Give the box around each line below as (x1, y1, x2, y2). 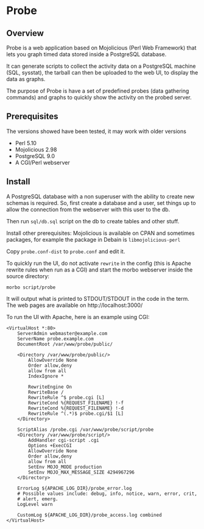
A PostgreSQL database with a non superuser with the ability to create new (6, 193, 195, 200)
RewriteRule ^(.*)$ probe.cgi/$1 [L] (28, 410, 124, 417)
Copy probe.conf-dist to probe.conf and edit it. (6, 248, 125, 255)
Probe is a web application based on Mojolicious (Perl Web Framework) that (6, 44, 197, 51)
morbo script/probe (6, 284, 56, 290)
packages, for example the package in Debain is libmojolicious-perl (6, 236, 181, 243)
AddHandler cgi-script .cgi (28, 437, 99, 443)
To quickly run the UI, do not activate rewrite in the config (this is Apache (6, 259, 191, 267)
